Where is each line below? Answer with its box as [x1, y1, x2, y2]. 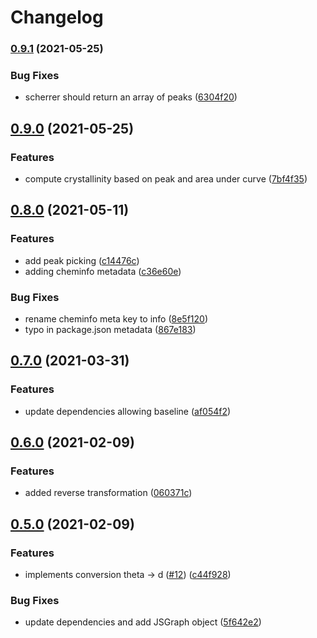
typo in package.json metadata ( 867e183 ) [24, 324, 197, 336]
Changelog [10, 6, 104, 29]
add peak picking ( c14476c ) [24, 254, 140, 266]
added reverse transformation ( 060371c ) [24, 487, 193, 499]
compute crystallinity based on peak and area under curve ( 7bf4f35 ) [24, 173, 308, 185]
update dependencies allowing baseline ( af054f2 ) [24, 405, 232, 417]
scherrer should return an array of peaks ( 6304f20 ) [24, 91, 238, 103]
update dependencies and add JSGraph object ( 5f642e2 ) [24, 616, 262, 628]
